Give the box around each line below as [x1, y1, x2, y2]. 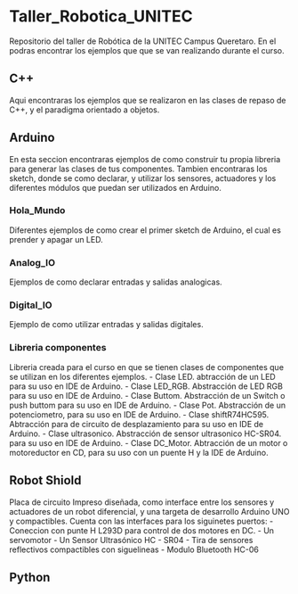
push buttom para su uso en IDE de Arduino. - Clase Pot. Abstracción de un [9, 400, 286, 410]
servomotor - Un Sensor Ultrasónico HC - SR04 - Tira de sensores [9, 534, 254, 545]
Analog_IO [9, 256, 56, 268]
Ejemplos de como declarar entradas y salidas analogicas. [9, 276, 222, 287]
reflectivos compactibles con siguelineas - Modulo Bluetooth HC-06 [9, 544, 260, 555]
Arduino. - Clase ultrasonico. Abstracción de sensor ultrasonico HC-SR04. [9, 428, 282, 439]
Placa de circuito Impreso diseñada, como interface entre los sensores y [9, 497, 275, 507]
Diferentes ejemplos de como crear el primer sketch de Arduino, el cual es [9, 225, 282, 235]
